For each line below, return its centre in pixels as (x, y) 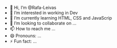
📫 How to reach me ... (32, 29)
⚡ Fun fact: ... (23, 41)
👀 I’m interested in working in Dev (44, 13)
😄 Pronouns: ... (26, 36)
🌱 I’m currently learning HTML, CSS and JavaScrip (61, 18)
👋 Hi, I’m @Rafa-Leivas (33, 8)
